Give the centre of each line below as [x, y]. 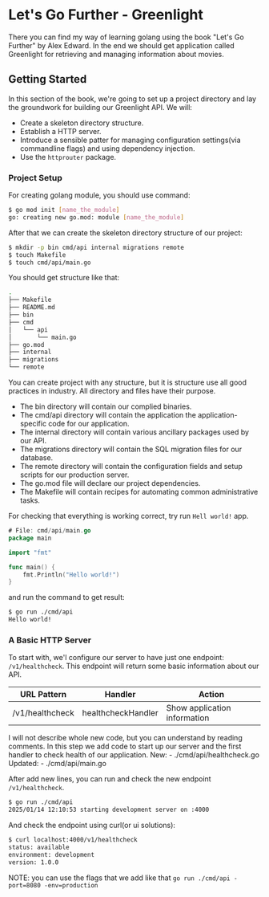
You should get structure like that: [64, 278]
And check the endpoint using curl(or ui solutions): [92, 826]
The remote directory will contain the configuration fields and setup [131, 467]
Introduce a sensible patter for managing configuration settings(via [130, 140]
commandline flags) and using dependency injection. [107, 148]
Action [212, 695]
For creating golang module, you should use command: [99, 195]
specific [33, 424]
